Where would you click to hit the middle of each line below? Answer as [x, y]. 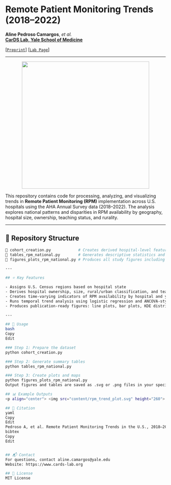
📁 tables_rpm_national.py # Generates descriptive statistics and [85, 255]
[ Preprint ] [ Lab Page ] [27, 49]
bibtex [12, 432]
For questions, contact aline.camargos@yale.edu [58, 460]
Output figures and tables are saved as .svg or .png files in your [79, 385]
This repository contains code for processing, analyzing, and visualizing [81, 196]
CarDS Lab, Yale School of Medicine [44, 40]
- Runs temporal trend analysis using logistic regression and [74, 301]
